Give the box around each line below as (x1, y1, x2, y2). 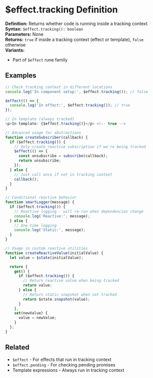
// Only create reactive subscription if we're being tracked (14, 144, 146, 149)
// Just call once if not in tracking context (14, 172, 113, 177)
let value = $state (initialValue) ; (9, 255, 84, 260)
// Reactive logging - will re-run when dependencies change (14, 209, 144, 214)
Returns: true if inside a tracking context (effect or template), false (5, 36, 144, 42)
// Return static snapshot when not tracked (23, 292, 117, 297)
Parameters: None (5, 31, 44, 37)
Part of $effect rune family (12, 56, 68, 62)
